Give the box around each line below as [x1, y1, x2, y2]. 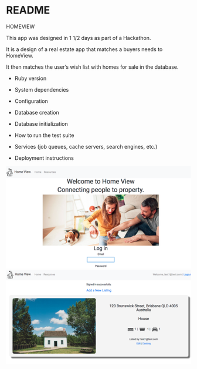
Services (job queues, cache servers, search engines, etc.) [14, 143, 158, 150]
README [6, 4, 50, 17]
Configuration [14, 98, 48, 105]
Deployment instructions [14, 154, 74, 162]
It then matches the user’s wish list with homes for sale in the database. [6, 63, 179, 71]
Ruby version [14, 75, 47, 82]
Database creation [14, 109, 60, 116]
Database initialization [14, 120, 69, 127]
